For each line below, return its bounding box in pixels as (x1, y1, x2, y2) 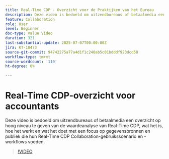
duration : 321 (5, 36, 35, 41)
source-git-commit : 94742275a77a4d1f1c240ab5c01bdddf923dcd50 (5, 49, 138, 55)
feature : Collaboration (5, 17, 55, 22)
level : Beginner (5, 26, 39, 31)
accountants (5, 100, 59, 112)
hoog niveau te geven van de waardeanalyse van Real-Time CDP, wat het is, (5, 123, 163, 129)
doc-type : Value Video (5, 31, 53, 36)
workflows (5, 139, 27, 145)
